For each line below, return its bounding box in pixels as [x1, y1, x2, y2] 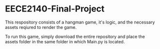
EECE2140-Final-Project [5, 3, 105, 14]
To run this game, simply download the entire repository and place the [5, 34, 145, 39]
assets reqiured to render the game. [5, 24, 77, 30]
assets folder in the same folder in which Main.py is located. [5, 38, 125, 44]
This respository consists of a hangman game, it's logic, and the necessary [5, 19, 155, 25]
